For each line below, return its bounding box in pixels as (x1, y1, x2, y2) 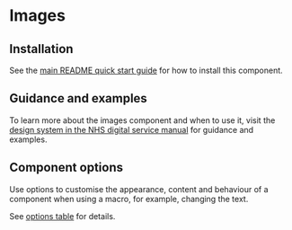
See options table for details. (9, 210, 116, 221)
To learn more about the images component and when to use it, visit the (9, 114, 276, 126)
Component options (9, 160, 124, 175)
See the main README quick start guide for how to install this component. (9, 65, 283, 75)
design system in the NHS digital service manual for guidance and (9, 124, 254, 135)
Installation (9, 41, 74, 57)
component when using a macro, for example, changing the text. (9, 193, 249, 204)
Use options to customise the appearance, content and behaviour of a (9, 183, 269, 194)
